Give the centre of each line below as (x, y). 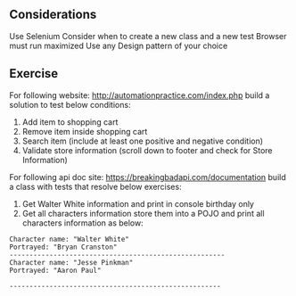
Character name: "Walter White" (69, 239)
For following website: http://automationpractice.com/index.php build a (140, 95)
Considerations (53, 15)
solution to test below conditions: (70, 104)
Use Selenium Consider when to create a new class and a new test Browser (148, 36)
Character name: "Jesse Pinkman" (71, 262)
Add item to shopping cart (70, 122)
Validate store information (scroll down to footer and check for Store (148, 150)
